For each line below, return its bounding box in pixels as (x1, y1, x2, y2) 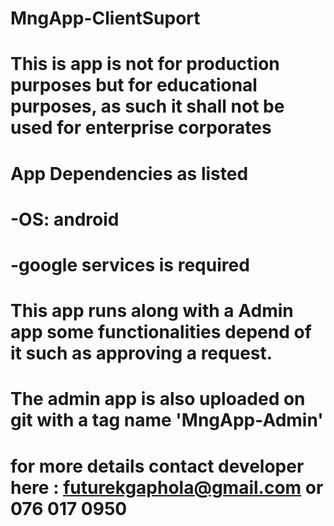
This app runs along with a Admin (10, 300, 294, 322)
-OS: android (10, 208, 120, 231)
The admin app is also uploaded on (10, 388, 306, 411)
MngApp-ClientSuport (10, 7, 201, 30)
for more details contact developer (10, 455, 305, 477)
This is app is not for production (10, 53, 280, 76)
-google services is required (10, 253, 250, 276)
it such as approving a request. (10, 342, 273, 365)
